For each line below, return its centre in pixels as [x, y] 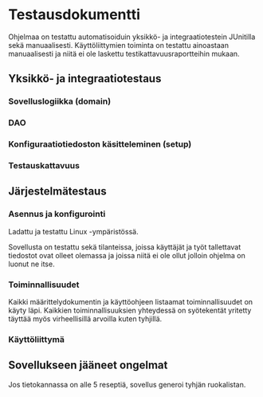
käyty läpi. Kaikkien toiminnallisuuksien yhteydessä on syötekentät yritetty [130, 310]
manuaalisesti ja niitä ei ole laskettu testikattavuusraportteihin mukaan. [124, 53]
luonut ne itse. [31, 264]
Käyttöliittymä [37, 339]
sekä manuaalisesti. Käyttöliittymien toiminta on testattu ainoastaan [119, 45]
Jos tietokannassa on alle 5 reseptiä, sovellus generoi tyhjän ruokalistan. [127, 384]
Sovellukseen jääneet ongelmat [88, 366]
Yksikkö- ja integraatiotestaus [85, 79]
